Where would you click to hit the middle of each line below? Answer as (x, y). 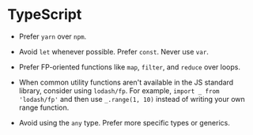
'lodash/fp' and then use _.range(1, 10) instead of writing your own (132, 99)
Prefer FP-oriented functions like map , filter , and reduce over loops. (129, 67)
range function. (44, 107)
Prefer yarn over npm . (53, 36)
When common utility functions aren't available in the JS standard (126, 82)
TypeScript (45, 15)
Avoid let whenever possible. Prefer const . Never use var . (113, 51)
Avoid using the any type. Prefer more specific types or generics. (124, 122)
